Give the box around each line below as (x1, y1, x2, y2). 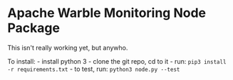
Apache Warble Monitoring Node (7, 5, 207, 21)
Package (7, 20, 61, 36)
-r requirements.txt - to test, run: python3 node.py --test (7, 64, 180, 73)
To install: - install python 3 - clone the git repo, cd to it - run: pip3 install (7, 57, 227, 65)
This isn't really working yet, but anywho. (7, 43, 128, 52)
